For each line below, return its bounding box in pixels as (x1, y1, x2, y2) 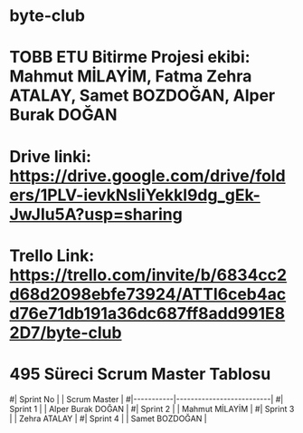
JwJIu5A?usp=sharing (9, 204, 183, 225)
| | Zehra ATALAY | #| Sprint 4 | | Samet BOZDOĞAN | (9, 413, 208, 424)
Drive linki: (9, 146, 92, 167)
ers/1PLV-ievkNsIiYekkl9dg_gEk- (9, 185, 260, 205)
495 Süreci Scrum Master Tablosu (9, 363, 271, 384)
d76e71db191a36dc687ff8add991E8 (9, 303, 286, 323)
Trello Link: (9, 245, 95, 265)
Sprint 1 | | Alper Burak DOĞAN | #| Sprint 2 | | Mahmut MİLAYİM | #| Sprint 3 (9, 403, 295, 414)
